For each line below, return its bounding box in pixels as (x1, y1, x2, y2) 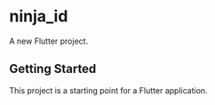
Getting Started (9, 61, 97, 77)
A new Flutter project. (9, 36, 89, 46)
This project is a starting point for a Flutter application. (9, 85, 208, 95)
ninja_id (9, 6, 68, 27)
